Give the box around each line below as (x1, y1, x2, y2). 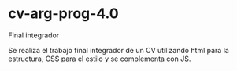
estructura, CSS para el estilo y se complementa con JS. (8, 54, 191, 63)
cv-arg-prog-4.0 (8, 5, 120, 23)
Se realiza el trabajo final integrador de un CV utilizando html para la (8, 45, 230, 55)
